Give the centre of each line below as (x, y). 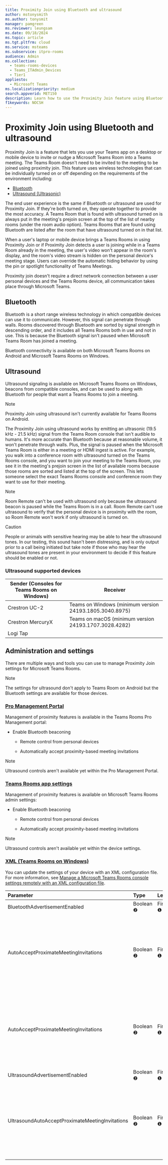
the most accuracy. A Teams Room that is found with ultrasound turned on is (84, 214)
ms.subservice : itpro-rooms (34, 52)
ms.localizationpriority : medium (40, 89)
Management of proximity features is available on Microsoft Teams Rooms (82, 795)
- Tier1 (18, 75)
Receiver (115, 590)
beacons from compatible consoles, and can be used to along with (74, 389)
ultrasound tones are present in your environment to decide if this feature (81, 552)
